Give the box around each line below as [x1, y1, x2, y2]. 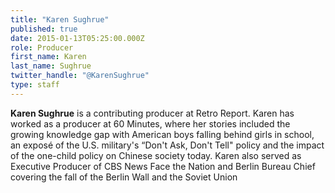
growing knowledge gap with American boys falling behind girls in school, [10, 128, 315, 140]
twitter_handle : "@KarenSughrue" [10, 71, 150, 81]
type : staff [10, 80, 60, 90]
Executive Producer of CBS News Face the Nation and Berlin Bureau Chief [10, 160, 316, 172]
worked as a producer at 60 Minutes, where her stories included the [10, 117, 291, 130]
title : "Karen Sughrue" [10, 14, 110, 25]
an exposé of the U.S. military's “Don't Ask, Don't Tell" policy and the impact [10, 139, 325, 151]
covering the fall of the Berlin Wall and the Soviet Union [10, 171, 238, 183]
